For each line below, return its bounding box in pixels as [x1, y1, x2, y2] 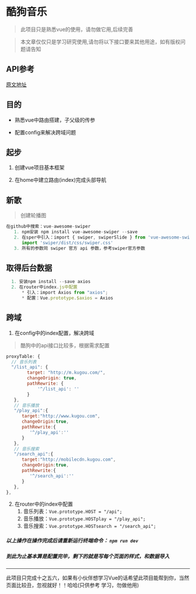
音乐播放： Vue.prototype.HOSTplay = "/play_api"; [23, 515, 146, 522]
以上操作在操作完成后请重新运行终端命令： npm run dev [6, 537, 139, 544]
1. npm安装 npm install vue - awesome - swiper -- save [13, 229, 138, 235]
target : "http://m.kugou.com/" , [27, 369, 106, 376]
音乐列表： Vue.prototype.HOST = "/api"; [23, 508, 123, 515]
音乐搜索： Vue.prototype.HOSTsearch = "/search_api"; [23, 523, 156, 530]
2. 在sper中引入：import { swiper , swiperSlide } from [13, 234, 146, 240]
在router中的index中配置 [14, 500, 73, 507]
